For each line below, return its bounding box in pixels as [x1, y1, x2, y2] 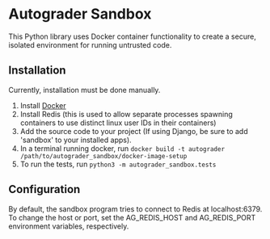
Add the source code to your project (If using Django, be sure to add [19, 126, 248, 136]
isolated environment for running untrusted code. [8, 40, 172, 49]
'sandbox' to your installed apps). [19, 135, 132, 145]
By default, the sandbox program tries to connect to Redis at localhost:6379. [8, 203, 263, 214]
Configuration [8, 182, 81, 196]
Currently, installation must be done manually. [8, 85, 161, 94]
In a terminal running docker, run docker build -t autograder [19, 143, 225, 153]
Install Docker [19, 100, 66, 110]
